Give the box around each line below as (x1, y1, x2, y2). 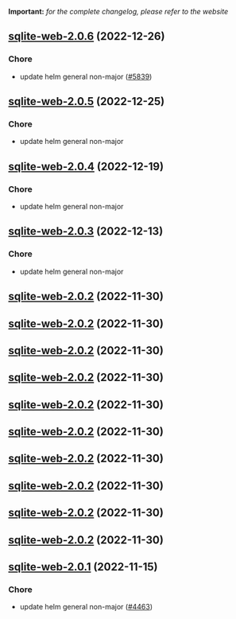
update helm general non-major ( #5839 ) (19, 72, 153, 81)
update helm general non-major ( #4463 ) (19, 602, 153, 612)
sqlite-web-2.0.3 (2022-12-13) (8, 224, 164, 238)
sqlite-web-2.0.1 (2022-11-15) (8, 560, 158, 574)
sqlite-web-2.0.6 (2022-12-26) (8, 29, 165, 43)
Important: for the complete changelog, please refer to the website (8, 7, 229, 16)
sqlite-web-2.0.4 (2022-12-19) (8, 159, 164, 173)
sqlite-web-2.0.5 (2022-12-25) (8, 95, 165, 108)
